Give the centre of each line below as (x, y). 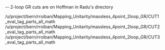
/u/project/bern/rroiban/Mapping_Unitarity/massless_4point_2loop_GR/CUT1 (82, 16)
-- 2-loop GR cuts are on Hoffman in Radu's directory (59, 7)
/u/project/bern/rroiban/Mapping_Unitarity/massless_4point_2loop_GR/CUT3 (82, 37)
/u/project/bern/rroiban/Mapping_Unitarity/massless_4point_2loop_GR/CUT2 (82, 27)
